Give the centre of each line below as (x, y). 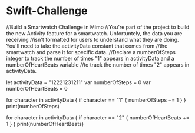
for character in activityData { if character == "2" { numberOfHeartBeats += (98, 117)
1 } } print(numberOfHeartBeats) (45, 124)
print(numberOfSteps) (33, 106)
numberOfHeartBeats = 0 (37, 88)
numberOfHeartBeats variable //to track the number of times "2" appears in (98, 64)
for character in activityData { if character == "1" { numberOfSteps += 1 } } (96, 100)
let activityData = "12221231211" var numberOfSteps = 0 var (79, 82)
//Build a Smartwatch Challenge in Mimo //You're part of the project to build (98, 27)
